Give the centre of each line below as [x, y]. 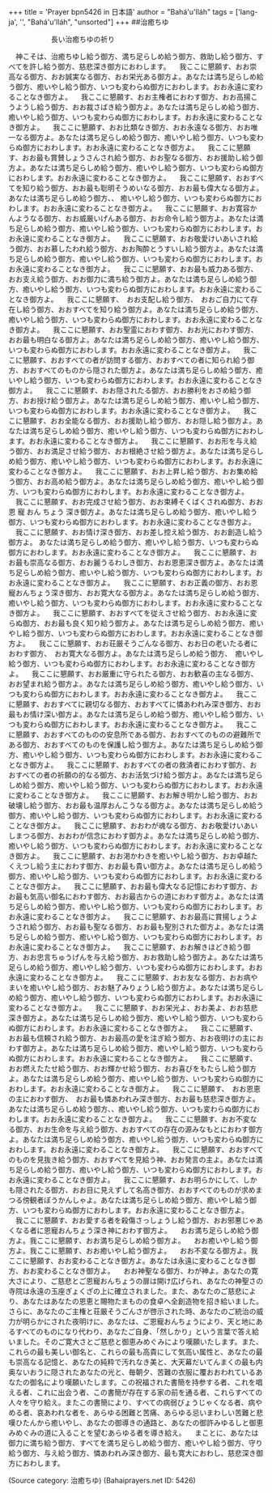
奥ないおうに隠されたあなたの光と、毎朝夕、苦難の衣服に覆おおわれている [132, 1372]
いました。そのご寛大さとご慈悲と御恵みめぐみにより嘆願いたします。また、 [136, 1342]
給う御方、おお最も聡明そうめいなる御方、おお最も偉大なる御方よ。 [150, 188]
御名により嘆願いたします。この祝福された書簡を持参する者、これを [143, 1382]
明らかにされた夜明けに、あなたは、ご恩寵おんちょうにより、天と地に [139, 1321]
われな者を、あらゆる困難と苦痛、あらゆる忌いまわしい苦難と [153, 1412]
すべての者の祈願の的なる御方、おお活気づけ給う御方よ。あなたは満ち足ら [139, 775]
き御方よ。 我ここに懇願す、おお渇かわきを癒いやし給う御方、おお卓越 [130, 856]
